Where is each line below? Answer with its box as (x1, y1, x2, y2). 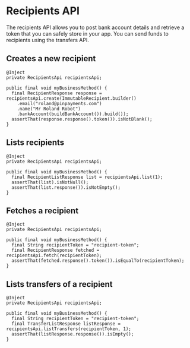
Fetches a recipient (6, 205, 79, 216)
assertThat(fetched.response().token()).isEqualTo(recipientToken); (11, 258, 185, 264)
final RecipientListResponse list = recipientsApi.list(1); (11, 174, 163, 180)
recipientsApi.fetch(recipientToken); (6, 252, 102, 259)
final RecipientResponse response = (11, 90, 102, 96)
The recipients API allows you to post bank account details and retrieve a (6, 24, 185, 31)
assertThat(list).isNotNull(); (11, 179, 89, 185)
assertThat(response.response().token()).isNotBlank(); (11, 116, 153, 122)
